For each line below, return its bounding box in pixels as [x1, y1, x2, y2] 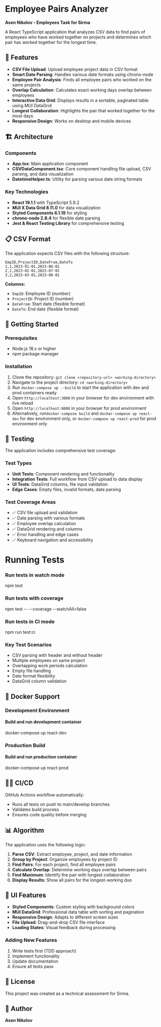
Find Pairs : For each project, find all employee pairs [12, 862, 116, 867]
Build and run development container [5, 719, 82, 725]
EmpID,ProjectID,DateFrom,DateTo [5, 259, 73, 265]
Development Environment [5, 707, 70, 714]
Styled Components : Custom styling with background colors [12, 904, 135, 910]
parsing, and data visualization [12, 171, 74, 177]
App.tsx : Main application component [12, 161, 89, 166]
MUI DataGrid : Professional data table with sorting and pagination [12, 909, 144, 915]
